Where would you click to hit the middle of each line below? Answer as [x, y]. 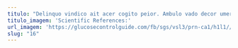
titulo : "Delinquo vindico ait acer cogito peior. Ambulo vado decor [112, 14]
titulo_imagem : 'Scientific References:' [69, 20]
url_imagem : [25, 27]
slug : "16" [23, 34]
